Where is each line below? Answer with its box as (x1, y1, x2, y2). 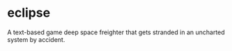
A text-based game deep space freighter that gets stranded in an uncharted (7, 28, 225, 36)
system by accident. (7, 35, 65, 43)
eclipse (7, 5, 51, 21)
